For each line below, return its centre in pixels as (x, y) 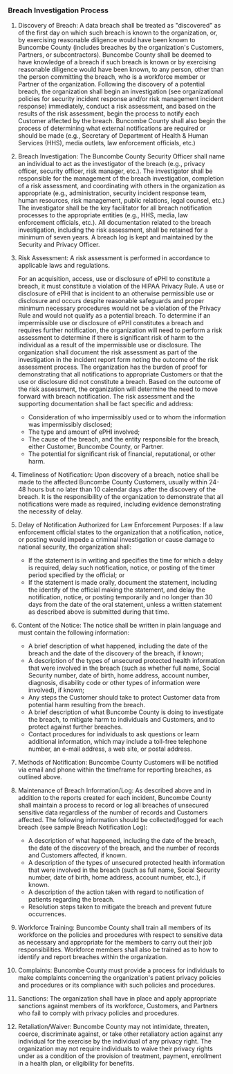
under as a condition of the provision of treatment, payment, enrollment (120, 1056)
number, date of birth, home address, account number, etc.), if (117, 877)
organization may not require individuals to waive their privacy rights (115, 1049)
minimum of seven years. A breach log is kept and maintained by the (115, 237)
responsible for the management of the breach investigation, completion (121, 179)
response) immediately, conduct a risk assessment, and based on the (117, 107)
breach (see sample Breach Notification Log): (83, 827)
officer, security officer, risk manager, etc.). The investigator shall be (115, 171)
